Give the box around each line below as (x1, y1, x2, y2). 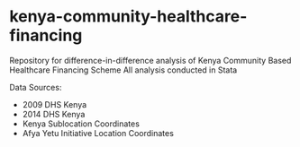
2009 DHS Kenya (22, 99, 87, 109)
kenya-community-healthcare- (9, 6, 248, 27)
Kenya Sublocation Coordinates (22, 118, 140, 129)
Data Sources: (9, 82, 62, 92)
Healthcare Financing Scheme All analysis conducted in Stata (9, 65, 238, 75)
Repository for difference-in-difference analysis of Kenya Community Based (9, 55, 292, 65)
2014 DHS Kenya (22, 108, 86, 119)
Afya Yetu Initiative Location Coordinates (22, 127, 174, 138)
